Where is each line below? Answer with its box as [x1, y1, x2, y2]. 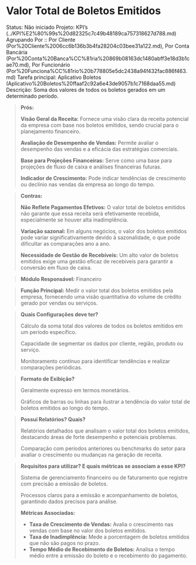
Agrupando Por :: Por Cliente [6, 36, 76, 43]
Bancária [6, 48, 28, 55]
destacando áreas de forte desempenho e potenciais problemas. [20, 433, 177, 440]
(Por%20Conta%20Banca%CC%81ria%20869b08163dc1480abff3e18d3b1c [6, 55, 190, 62]
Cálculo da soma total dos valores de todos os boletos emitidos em [20, 322, 183, 329]
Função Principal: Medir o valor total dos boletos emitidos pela [20, 287, 173, 294]
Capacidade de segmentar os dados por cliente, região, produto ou [20, 340, 184, 347]
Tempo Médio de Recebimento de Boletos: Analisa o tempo [29, 546, 175, 553]
